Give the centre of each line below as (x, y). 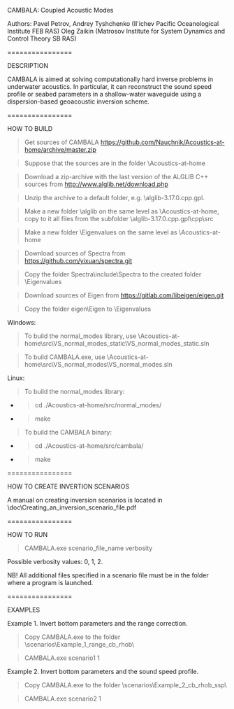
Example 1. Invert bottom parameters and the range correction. (97, 623)
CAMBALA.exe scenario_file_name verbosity (88, 548)
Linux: (16, 378)
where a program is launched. (50, 583)
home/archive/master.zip (60, 149)
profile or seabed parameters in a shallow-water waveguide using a (104, 94)
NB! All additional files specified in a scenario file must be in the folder (108, 575)
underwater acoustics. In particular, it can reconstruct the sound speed (109, 86)
